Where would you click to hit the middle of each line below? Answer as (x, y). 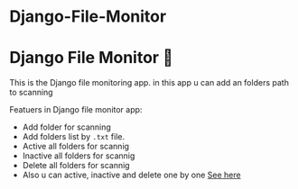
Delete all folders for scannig (76, 166)
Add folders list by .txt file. (73, 137)
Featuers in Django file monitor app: (76, 110)
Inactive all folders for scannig (79, 156)
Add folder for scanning (66, 127)
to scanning (31, 93)
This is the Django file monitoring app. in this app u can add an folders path (149, 83)
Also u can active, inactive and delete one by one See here (131, 175)
